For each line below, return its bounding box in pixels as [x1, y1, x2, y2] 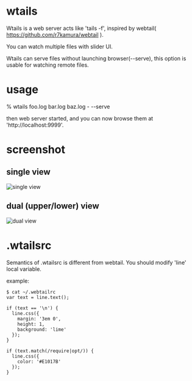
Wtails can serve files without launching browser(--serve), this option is [6, 54, 187, 62]
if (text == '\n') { [6, 305, 59, 311]
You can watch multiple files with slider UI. [6, 43, 113, 50]
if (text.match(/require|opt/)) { [6, 347, 94, 354]
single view [6, 167, 51, 177]
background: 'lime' [17, 326, 67, 333]
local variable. [6, 265, 41, 273]
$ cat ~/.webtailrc [6, 289, 56, 295]
